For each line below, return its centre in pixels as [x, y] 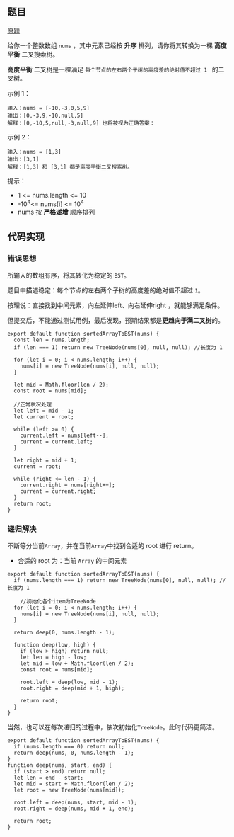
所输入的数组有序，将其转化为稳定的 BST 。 [69, 275]
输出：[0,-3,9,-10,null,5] [45, 115]
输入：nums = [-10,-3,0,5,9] [49, 108]
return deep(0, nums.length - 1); [64, 633]
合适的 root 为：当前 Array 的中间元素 [72, 561]
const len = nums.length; [52, 340]
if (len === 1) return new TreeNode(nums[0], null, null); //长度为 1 [118, 348]
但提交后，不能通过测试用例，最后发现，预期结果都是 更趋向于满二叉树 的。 [116, 321]
